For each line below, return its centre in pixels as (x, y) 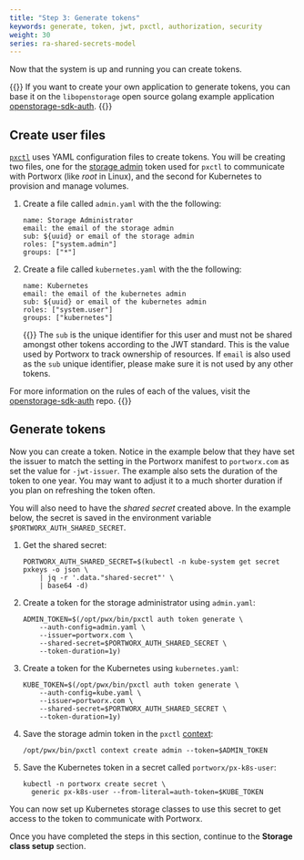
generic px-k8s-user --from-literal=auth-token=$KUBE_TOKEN (147, 792)
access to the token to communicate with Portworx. (106, 818)
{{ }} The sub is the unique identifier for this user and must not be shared (157, 335)
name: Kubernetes (56, 286)
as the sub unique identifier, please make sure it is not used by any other (158, 364)
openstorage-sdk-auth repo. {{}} (71, 401)
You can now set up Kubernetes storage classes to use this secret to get (145, 809)
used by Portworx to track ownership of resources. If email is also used (157, 354)
